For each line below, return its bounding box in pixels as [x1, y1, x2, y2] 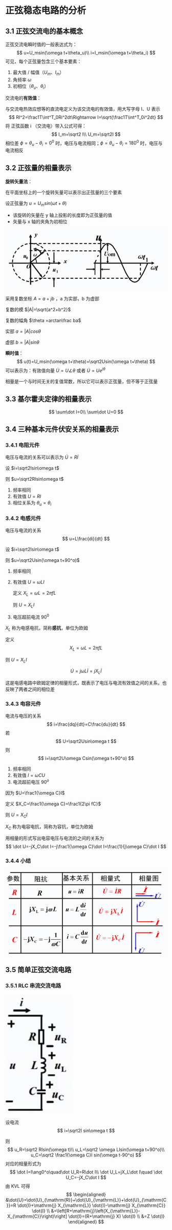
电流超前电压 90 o [12, 778, 50, 785]
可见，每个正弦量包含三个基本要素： [5, 59, 82, 64]
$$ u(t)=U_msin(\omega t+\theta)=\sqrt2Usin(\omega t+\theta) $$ [16, 358, 156, 365]
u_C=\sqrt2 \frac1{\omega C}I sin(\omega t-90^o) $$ [30, 1151, 142, 1158]
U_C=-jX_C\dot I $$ [66, 1174, 106, 1180]
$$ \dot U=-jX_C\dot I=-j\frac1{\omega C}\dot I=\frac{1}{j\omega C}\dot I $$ [6, 843, 166, 850]
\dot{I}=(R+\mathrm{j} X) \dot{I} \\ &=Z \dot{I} [68, 1213, 165, 1219]
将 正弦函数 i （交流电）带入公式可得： [5, 123, 87, 129]
